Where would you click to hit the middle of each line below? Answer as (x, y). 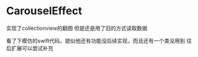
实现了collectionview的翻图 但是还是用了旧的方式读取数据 (77, 28)
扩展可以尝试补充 (32, 48)
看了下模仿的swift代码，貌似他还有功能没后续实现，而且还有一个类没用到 (96, 40)
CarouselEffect (44, 11)
